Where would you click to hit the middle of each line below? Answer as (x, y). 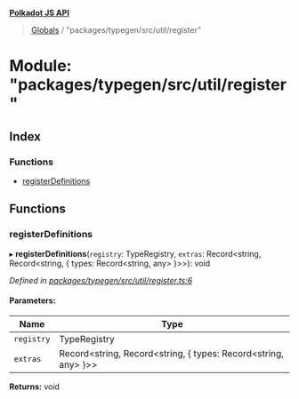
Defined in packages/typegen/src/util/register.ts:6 (101, 280)
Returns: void (35, 387)
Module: (40, 66)
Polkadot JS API (39, 13)
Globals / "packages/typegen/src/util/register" (116, 30)
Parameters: (32, 300)
